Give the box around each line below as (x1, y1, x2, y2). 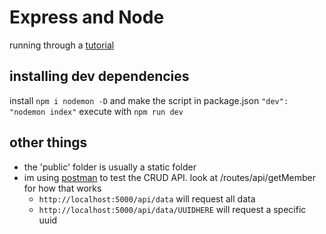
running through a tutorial (9, 39, 115, 51)
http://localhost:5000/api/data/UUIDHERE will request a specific (38, 203, 307, 215)
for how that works (23, 182, 102, 194)
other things (9, 134, 88, 151)
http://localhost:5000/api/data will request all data (38, 192, 256, 205)
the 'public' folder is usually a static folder (23, 161, 197, 173)
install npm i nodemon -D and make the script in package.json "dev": (9, 94, 289, 106)
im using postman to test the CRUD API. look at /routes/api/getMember (23, 171, 317, 183)
